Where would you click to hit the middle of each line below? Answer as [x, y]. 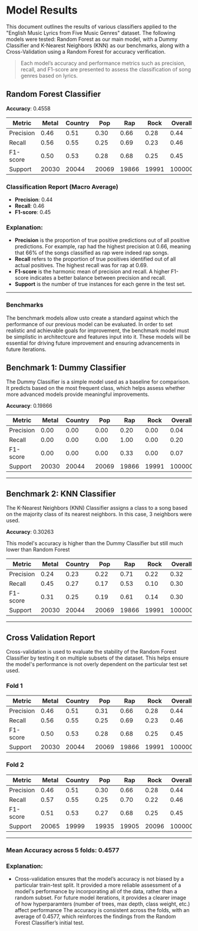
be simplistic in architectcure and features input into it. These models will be [98, 336]
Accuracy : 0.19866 [29, 406]
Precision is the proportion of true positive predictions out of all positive [102, 240]
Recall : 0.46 [29, 206]
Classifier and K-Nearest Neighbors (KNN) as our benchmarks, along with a [98, 45]
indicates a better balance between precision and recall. [98, 278]
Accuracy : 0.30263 [30, 532]
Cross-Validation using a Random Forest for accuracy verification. [86, 51]
